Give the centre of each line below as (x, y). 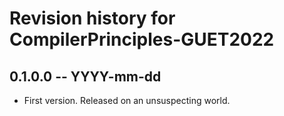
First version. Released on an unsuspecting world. (127, 100)
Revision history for (92, 18)
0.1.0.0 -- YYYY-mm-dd (85, 76)
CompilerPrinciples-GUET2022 (142, 39)
